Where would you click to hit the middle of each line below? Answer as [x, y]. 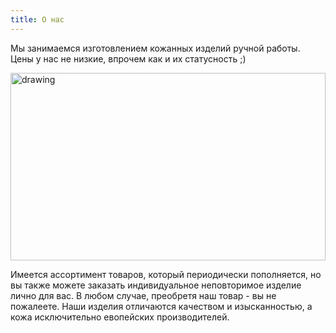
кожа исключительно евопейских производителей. [120, 317]
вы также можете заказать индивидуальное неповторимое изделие [156, 285]
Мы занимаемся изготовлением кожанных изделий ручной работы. [155, 48]
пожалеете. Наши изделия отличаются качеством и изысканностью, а [161, 306]
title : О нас [37, 19]
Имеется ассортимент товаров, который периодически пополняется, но [166, 274]
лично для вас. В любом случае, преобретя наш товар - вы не [143, 295]
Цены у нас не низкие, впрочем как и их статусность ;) [128, 58]
